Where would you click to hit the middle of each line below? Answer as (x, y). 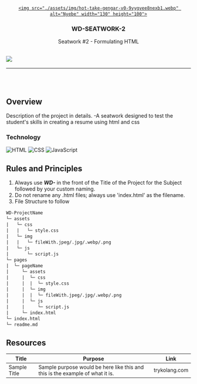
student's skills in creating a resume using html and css (73, 122)
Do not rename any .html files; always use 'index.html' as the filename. (100, 195)
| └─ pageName (25, 266)
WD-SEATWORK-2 (98, 29)
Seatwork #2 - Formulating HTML (98, 42)
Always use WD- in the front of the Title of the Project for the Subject (98, 183)
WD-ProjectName (25, 213)
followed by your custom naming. (55, 189)
